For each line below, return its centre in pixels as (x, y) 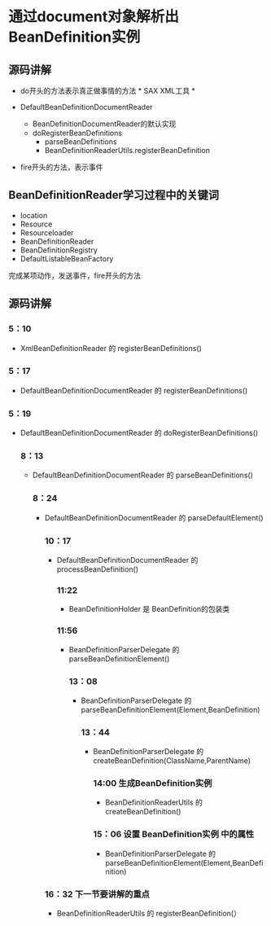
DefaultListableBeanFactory (67, 258)
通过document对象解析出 (94, 17)
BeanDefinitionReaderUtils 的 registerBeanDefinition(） (149, 914)
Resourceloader (47, 232)
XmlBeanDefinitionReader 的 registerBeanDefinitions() (111, 348)
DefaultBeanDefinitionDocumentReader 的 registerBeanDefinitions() (134, 390)
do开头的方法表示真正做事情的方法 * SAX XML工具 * (107, 91)
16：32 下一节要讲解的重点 (97, 894)
